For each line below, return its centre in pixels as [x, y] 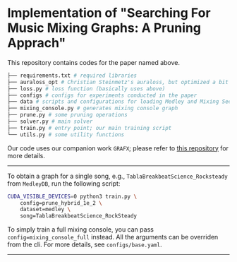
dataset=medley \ [45, 210]
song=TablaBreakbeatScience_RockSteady [79, 216]
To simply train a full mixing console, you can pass [80, 230]
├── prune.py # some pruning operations [68, 115]
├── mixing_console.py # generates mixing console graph [93, 108]
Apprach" [37, 43]
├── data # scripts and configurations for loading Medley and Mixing [113, 102]
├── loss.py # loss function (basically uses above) [86, 89]
